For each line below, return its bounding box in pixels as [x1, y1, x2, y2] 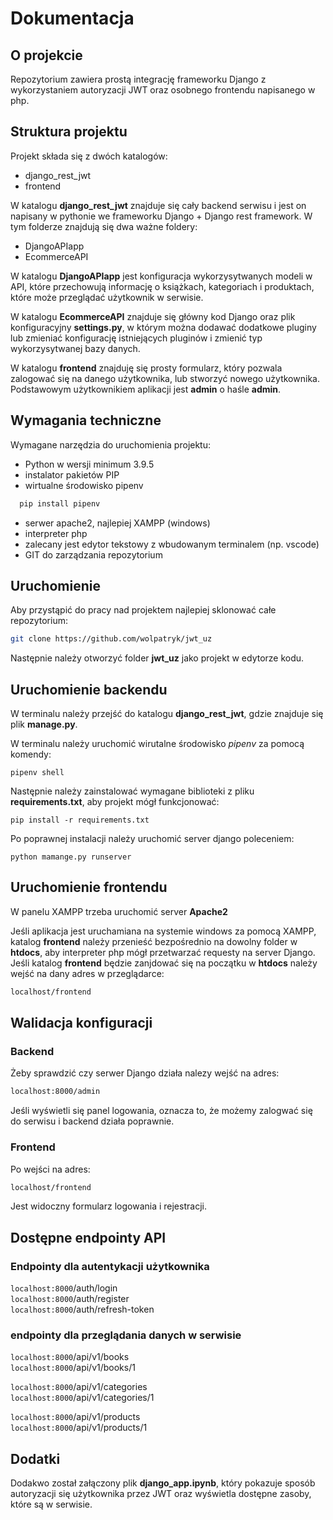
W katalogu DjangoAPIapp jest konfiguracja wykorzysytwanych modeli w [10, 270, 313, 282]
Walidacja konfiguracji [10, 1015, 153, 1032]
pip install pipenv [19, 498, 101, 509]
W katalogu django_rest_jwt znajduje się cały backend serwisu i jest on [10, 199, 307, 211]
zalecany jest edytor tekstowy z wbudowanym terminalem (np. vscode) [24, 538, 320, 550]
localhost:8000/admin [10, 1087, 101, 1097]
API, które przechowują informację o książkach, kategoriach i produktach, [10, 280, 315, 292]
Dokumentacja [10, 7, 135, 30]
